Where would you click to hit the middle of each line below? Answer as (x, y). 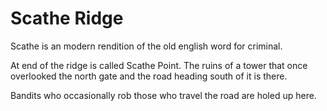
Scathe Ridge (67, 18)
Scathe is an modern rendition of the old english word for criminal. (146, 46)
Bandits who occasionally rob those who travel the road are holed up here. (163, 95)
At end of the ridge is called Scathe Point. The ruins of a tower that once (159, 65)
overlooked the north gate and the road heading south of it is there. (149, 76)
